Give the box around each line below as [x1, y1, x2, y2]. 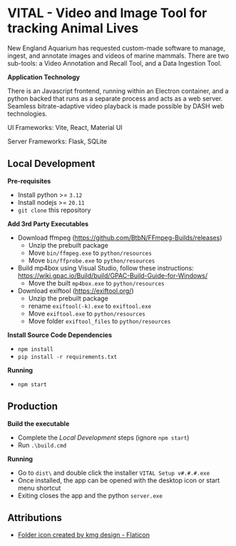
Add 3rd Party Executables [7, 219, 89, 228]
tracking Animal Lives [7, 20, 139, 36]
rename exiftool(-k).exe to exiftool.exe [28, 301, 152, 310]
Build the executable [7, 419, 70, 428]
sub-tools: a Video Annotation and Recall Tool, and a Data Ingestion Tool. [7, 59, 222, 67]
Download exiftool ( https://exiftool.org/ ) [17, 286, 134, 295]
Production [7, 400, 58, 413]
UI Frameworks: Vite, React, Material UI [7, 123, 123, 131]
